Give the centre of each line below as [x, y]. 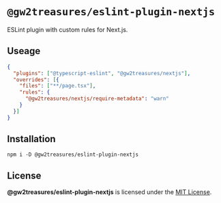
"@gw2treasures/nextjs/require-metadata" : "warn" [97, 99]
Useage [24, 51]
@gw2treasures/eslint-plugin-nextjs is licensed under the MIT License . [109, 192]
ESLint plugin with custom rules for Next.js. [68, 29]
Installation [31, 139]
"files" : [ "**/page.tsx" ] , [58, 86]
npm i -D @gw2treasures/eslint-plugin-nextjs [73, 155]
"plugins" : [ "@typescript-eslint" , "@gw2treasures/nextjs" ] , [102, 73]
